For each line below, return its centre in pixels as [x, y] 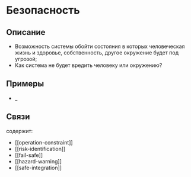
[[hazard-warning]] [38, 161]
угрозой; [26, 59]
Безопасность [43, 10]
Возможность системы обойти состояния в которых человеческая [100, 46]
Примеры [25, 84]
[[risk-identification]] [40, 149]
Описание [26, 32]
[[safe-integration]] [38, 168]
